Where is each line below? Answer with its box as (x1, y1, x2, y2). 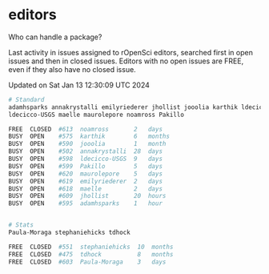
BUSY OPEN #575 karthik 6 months (8, 132, 171, 141)
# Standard (8, 95, 45, 103)
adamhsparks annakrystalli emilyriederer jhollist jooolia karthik (8, 103, 239, 111)
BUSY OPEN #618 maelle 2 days (8, 184, 163, 193)
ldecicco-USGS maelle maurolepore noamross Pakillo (8, 111, 184, 119)
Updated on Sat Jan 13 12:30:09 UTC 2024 (8, 80, 151, 90)
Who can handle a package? (8, 32, 102, 42)
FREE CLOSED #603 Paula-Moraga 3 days (8, 258, 167, 266)
